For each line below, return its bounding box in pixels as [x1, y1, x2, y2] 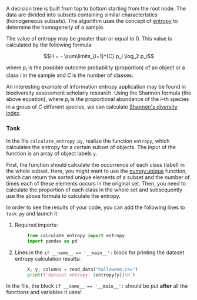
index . [6, 109, 21, 116]
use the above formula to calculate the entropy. [6, 192, 121, 199]
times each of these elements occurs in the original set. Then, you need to [6, 180, 186, 187]
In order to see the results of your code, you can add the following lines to [6, 204, 185, 211]
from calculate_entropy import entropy [27, 232, 125, 238]
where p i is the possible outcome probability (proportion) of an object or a [6, 64, 185, 72]
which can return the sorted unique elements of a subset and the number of [6, 173, 190, 181]
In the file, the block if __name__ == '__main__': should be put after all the [6, 282, 188, 289]
